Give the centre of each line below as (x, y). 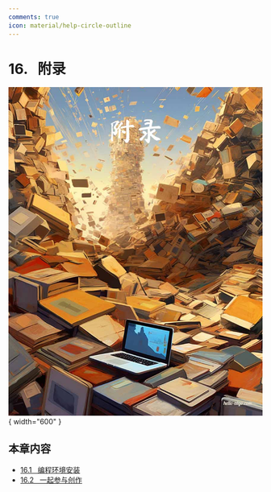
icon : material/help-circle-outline (70, 25)
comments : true (34, 17)
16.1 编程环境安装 (50, 469)
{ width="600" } (35, 421)
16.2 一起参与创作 (51, 480)
